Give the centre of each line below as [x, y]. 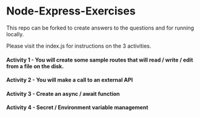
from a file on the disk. [35, 66]
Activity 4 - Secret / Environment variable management [77, 107]
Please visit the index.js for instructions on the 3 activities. [79, 46]
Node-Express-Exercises [71, 11]
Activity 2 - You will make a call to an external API [70, 80]
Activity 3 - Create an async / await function [63, 93]
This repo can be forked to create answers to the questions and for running [100, 28]
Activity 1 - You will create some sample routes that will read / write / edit [100, 60]
